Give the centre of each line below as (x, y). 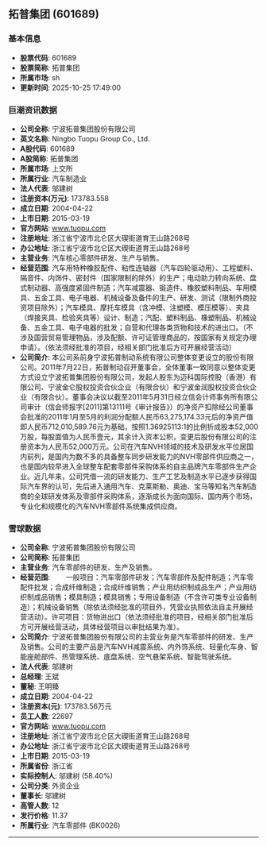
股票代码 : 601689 (48, 57)
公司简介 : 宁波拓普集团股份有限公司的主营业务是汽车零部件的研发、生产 (137, 637)
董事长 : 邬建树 (43, 796)
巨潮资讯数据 (33, 110)
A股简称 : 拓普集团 (49, 158)
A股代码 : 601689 (47, 149)
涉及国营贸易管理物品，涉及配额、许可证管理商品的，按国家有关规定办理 (138, 337)
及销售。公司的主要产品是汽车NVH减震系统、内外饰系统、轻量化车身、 (135, 647)
